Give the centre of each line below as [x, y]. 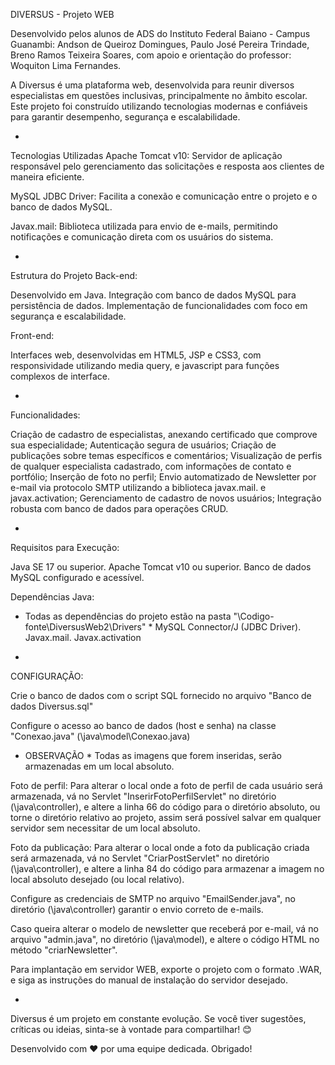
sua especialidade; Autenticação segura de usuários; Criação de [143, 445]
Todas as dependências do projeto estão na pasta [128, 616]
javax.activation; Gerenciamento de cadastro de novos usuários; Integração [166, 498]
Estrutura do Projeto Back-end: [74, 275]
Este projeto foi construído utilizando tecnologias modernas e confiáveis [159, 106]
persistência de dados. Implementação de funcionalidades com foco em [159, 305]
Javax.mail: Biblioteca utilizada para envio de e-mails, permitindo [144, 226]
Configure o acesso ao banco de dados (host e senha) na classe [143, 725]
